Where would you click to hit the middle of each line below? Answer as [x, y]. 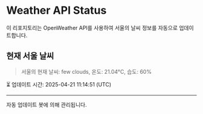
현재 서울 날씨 [30, 56]
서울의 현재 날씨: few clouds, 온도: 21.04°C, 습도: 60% [86, 71]
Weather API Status [56, 10]
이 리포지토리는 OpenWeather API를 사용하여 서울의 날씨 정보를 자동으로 [92, 28]
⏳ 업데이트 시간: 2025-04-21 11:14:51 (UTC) [59, 84]
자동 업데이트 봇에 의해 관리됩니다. [47, 104]
